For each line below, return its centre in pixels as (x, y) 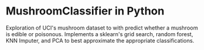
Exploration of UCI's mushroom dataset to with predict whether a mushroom (102, 28)
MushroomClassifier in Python (85, 11)
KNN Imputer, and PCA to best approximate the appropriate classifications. (100, 40)
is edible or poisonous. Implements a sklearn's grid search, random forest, (100, 34)
